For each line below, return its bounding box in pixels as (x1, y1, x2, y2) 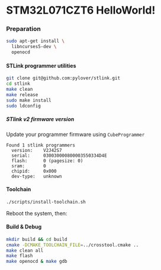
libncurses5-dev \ (11, 44, 57, 50)
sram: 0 (11, 163, 46, 169)
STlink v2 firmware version (6, 116, 75, 123)
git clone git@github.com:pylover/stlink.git (6, 75, 120, 81)
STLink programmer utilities (6, 62, 76, 69)
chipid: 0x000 (11, 168, 57, 174)
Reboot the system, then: (6, 209, 67, 217)
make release (6, 91, 38, 98)
